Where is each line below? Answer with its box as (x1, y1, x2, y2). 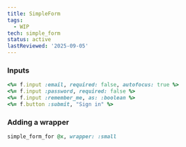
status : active (7, 36, 52, 43)
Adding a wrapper (7, 117, 70, 127)
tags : (7, 17, 23, 24)
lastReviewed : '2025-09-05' (7, 42, 89, 49)
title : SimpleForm (7, 10, 61, 17)
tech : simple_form (7, 29, 61, 37)
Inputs (7, 65, 30, 75)
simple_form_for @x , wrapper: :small (7, 133, 117, 140)
